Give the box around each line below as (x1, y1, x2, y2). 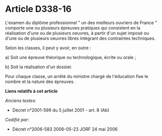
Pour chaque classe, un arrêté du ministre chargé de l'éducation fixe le (5, 73, 148, 79)
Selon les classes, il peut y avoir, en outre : (5, 45, 91, 51)
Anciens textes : (5, 97, 37, 104)
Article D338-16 (5, 3, 72, 15)
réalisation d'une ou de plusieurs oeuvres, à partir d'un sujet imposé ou (5, 30, 149, 36)
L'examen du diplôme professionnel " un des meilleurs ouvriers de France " (5, 20, 157, 26)
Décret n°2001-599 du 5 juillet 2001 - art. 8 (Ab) (12, 107, 109, 113)
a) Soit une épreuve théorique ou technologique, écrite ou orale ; (5, 54, 136, 60)
